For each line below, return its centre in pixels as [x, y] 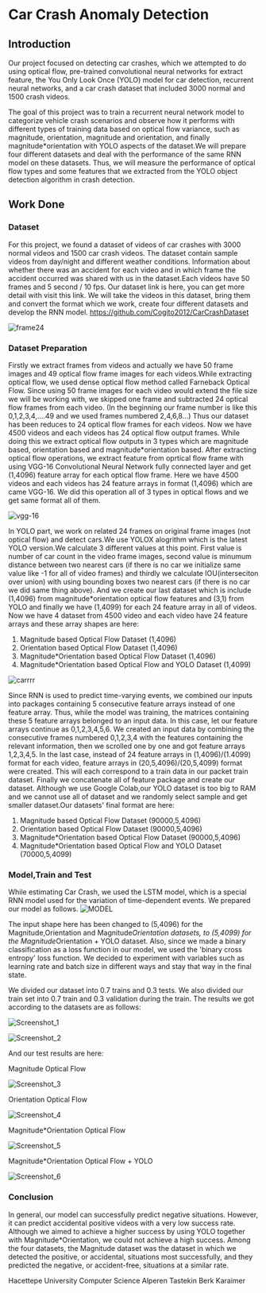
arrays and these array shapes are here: [73, 623]
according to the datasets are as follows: [75, 1007]
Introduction [40, 44]
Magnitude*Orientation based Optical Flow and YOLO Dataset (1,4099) [135, 664]
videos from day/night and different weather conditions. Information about [129, 261]
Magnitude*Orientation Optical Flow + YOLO [81, 1161]
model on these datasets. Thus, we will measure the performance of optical [132, 163]
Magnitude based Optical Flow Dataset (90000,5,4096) [110, 820]
